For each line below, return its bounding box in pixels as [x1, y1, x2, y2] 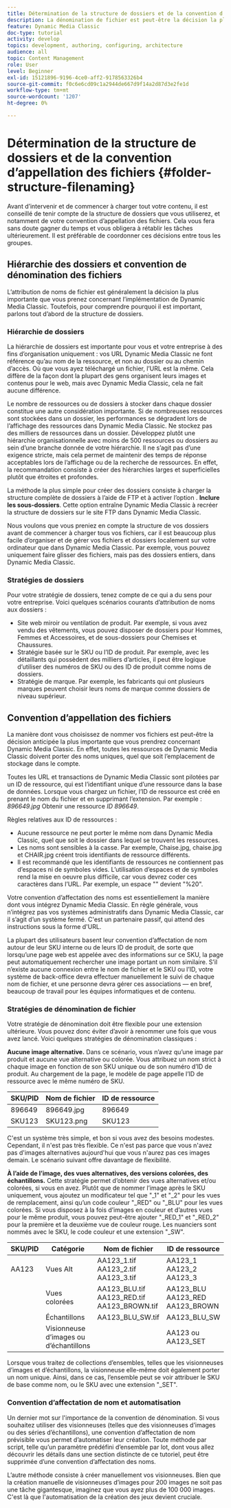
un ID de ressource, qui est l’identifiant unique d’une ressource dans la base [7, 780, 223, 788]
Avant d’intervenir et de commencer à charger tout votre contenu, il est [7, 202, 208, 210]
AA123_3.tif [97, 1273, 136, 1283]
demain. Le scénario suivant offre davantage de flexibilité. [7, 1156, 172, 1164]
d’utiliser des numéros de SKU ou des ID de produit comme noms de [16, 662, 212, 671]
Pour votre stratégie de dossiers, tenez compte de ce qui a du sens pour [7, 591, 212, 599]
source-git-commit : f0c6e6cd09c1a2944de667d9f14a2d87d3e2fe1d [7, 81, 189, 87]
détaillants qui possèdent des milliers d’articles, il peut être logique [16, 656, 206, 664]
